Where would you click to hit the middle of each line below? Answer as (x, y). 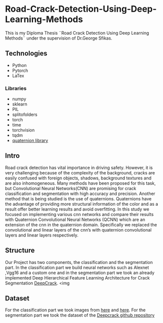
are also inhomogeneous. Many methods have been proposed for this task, (81, 183)
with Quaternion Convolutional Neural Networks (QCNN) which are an (75, 219)
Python (19, 65)
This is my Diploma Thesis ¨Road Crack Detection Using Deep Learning (77, 33)
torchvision (23, 130)
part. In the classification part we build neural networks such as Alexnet (77, 267)
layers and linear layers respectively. (42, 235)
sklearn (20, 104)
